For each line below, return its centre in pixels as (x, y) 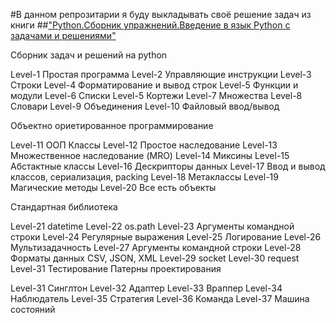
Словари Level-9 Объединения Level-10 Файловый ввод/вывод (145, 106)
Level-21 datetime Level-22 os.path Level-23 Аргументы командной (152, 226)
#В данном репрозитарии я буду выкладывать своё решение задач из (161, 14)
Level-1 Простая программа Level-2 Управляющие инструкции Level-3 (161, 74)
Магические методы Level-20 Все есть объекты (113, 187)
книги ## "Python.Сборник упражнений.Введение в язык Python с (150, 25)
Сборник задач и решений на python (89, 55)
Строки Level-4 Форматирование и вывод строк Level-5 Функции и (154, 85)
